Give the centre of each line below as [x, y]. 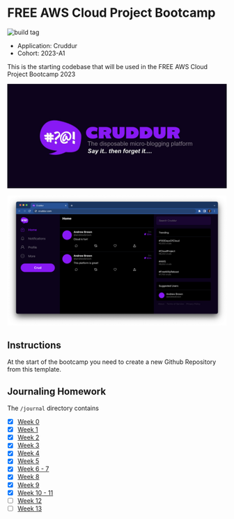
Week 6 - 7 [33, 469]
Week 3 [28, 446]
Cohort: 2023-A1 [41, 53]
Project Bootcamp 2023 [41, 74]
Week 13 [30, 509]
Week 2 [28, 437]
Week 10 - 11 [35, 492]
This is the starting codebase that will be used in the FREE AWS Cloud [107, 66]
